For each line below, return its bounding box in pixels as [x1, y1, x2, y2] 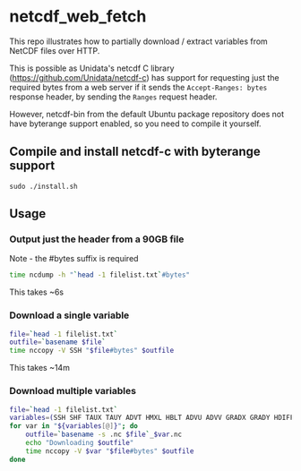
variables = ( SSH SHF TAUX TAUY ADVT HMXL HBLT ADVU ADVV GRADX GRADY [9, 414, 271, 423]
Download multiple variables [9, 385, 137, 398]
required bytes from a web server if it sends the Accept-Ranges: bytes [9, 81, 268, 92]
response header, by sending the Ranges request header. [9, 91, 218, 102]
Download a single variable [9, 309, 130, 321]
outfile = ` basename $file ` [9, 338, 106, 347]
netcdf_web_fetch [9, 6, 147, 27]
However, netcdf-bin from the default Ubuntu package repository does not [9, 108, 285, 119]
